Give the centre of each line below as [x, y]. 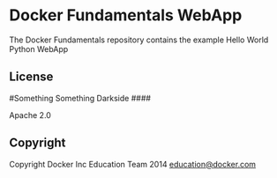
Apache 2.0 [30, 115]
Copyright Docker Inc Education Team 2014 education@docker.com [133, 164]
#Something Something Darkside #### [80, 98]
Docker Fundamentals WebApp [126, 15]
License [31, 77]
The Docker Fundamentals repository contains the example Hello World [139, 40]
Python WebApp [39, 48]
